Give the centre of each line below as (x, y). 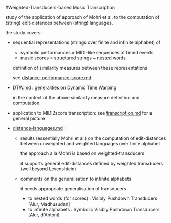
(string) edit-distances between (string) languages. (59, 23)
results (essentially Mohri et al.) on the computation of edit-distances (93, 138)
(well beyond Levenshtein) (48, 169)
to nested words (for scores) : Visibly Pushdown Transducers (93, 198)
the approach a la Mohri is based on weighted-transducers (82, 153)
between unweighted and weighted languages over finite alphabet (90, 143)
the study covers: (24, 32)
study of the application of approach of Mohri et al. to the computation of (82, 17)
